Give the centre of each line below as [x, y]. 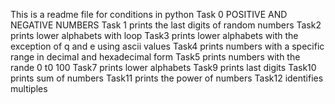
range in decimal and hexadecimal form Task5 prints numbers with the [155, 57]
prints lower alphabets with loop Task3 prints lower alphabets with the [154, 35]
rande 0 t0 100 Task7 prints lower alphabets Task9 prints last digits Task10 [163, 67]
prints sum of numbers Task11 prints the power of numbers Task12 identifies [167, 78]
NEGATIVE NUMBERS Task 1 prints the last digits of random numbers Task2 [166, 25]
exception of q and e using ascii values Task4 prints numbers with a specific [167, 46]
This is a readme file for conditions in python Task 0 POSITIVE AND [149, 14]
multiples [29, 88]
